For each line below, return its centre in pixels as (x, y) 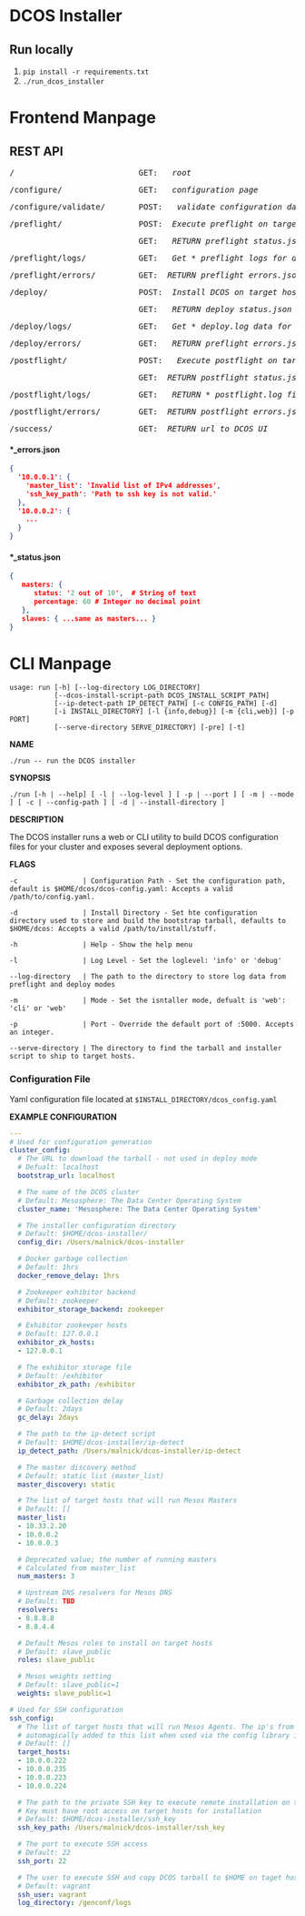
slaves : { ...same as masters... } (89, 618)
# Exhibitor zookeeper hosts (73, 1325)
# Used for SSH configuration (67, 1709)
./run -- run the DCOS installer (73, 761)
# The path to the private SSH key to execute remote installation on (154, 1802)
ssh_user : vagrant (53, 1894)
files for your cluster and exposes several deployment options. (126, 846)
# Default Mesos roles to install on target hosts (115, 1643)
